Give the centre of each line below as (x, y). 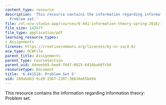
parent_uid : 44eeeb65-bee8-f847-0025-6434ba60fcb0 (58, 65)
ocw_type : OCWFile (24, 51)
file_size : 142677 (24, 28)
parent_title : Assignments (33, 56)
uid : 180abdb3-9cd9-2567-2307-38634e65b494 (51, 79)
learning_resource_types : (32, 38)
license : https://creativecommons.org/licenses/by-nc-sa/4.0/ (70, 47)
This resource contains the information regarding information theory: (75, 93)
